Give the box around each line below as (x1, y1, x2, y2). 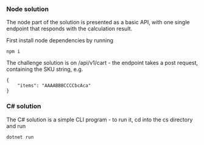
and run (6, 122, 26, 129)
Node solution (6, 5, 49, 13)
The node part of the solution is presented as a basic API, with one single (6, 19, 190, 26)
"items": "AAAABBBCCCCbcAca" (17, 83, 91, 89)
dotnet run (6, 134, 34, 140)
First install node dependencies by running (6, 37, 114, 44)
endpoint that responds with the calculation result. (6, 25, 133, 32)
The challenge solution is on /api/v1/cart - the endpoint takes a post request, (6, 59, 199, 67)
